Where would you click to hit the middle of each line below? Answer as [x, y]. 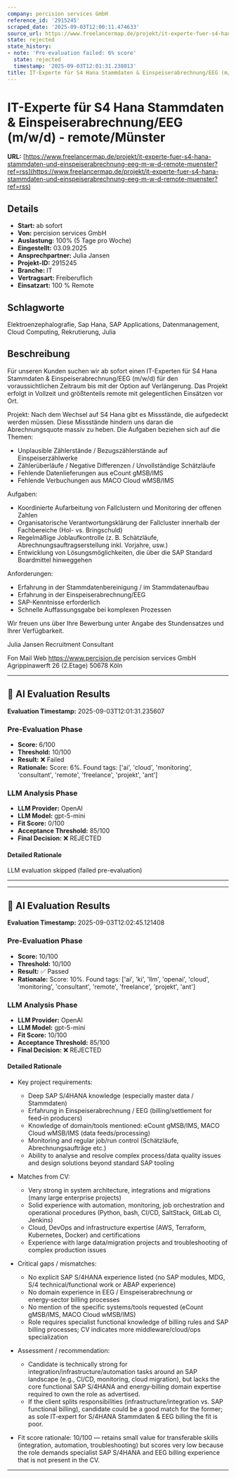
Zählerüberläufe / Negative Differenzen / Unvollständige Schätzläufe [116, 465]
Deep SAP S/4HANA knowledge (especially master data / [111, 1096]
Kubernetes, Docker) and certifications [84, 1235]
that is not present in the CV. [59, 1460]
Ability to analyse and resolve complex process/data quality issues [124, 1156]
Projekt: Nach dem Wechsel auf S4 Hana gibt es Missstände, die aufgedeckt [118, 414]
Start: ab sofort [40, 226]
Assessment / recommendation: [64, 1351]
